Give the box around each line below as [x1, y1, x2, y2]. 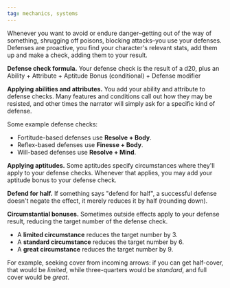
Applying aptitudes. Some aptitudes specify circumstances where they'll [7, 161, 215, 169]
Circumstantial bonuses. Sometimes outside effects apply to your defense [7, 210, 220, 218]
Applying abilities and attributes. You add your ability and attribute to [7, 85, 206, 93]
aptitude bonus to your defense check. [7, 176, 117, 184]
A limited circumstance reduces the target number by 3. [16, 230, 179, 239]
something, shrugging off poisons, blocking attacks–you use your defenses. [7, 36, 222, 45]
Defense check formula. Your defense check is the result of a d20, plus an [7, 64, 220, 72]
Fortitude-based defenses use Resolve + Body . [16, 133, 152, 142]
